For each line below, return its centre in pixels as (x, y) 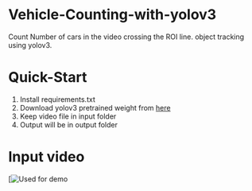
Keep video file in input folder (68, 116)
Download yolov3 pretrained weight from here (95, 107)
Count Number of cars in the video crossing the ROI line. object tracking (126, 37)
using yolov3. (30, 45)
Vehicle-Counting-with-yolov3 (112, 15)
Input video (47, 157)
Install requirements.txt (57, 99)
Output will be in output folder (68, 124)
